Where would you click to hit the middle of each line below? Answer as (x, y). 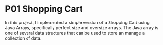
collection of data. (23, 38)
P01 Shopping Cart (44, 9)
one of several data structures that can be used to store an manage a (75, 33)
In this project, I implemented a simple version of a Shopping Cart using (77, 22)
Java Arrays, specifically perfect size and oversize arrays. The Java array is (82, 27)
